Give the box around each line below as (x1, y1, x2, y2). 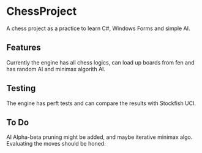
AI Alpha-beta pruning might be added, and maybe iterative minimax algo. (6, 133, 193, 141)
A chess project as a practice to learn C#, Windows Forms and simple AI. (6, 25, 191, 32)
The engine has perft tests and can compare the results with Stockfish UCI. (6, 100, 196, 107)
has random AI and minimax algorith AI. (6, 65, 106, 73)
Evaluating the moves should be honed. (6, 140, 106, 147)
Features (6, 42, 41, 53)
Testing (6, 83, 36, 93)
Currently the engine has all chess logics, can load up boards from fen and (6, 58, 195, 66)
